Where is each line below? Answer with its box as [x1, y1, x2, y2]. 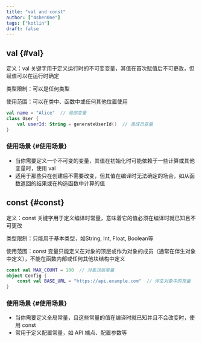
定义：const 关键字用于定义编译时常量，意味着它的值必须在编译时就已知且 [6, 214, 191, 221]
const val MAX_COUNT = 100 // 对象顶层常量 [6, 267, 115, 273]
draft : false [6, 25, 39, 32]
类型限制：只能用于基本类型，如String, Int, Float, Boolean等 [6, 235, 154, 242]
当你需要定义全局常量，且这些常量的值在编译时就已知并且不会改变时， [14, 314, 190, 321]
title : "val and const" [6, 8, 66, 15]
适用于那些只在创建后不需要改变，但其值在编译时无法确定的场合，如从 [14, 172, 190, 179]
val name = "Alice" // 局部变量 [6, 110, 87, 116]
